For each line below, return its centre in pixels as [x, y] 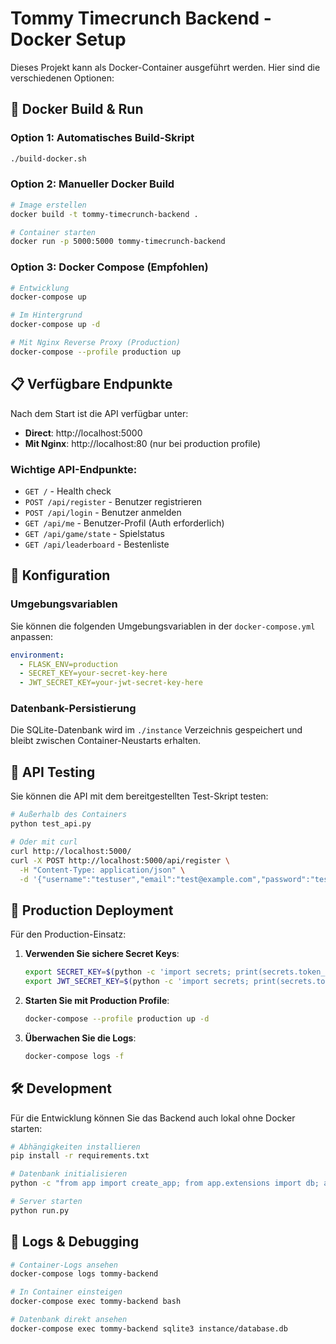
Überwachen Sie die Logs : [80, 1038]
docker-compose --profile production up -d [117, 1018]
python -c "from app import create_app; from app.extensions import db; [165, 1183]
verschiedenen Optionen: [62, 78]
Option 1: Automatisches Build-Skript [102, 138]
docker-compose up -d [55, 325]
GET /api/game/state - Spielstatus [94, 533]
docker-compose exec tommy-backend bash [96, 1302]
